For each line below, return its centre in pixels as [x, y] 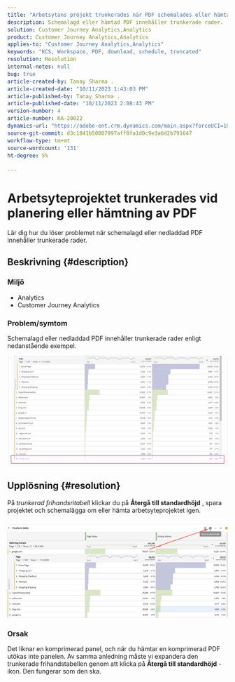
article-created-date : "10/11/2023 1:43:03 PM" [78, 89]
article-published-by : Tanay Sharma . [64, 96]
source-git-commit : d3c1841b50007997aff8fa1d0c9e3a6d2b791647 [100, 133]
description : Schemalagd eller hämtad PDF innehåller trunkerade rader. [115, 22]
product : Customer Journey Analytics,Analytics [78, 37]
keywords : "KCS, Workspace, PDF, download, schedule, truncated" [104, 52]
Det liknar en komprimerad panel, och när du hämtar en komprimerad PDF [114, 649]
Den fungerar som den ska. [62, 671]
